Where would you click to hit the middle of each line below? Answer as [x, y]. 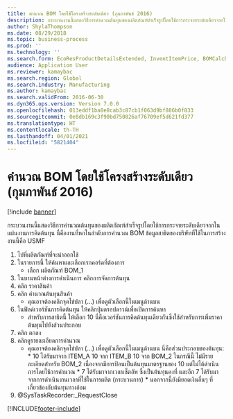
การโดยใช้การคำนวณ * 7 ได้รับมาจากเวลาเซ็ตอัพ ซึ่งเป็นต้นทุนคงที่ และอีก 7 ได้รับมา [123, 372]
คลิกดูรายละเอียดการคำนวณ [49, 341]
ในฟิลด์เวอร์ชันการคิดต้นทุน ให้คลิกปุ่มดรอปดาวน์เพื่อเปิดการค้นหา [92, 309]
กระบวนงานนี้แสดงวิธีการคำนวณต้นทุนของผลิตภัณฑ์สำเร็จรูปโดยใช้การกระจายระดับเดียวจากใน [114, 225]
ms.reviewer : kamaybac [40, 71]
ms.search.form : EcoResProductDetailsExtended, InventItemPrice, [103, 59]
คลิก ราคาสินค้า [34, 286]
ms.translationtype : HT [42, 123]
